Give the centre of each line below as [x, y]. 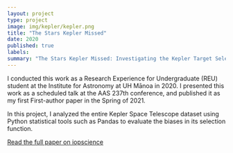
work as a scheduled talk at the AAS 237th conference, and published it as [114, 93]
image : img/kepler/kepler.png [51, 26]
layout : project [31, 13]
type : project [28, 20]
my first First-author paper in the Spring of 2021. [76, 100]
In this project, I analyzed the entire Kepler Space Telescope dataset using [113, 114]
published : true [31, 46]
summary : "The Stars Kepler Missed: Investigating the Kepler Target [110, 59]
